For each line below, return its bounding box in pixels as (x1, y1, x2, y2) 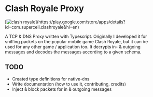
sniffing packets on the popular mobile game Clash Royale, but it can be (5, 38, 148, 44)
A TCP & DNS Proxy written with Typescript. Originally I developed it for (5, 33, 147, 39)
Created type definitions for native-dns (12, 76, 90, 81)
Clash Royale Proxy (5, 3, 84, 14)
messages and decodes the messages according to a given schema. (5, 49, 141, 55)
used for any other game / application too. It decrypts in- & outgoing (5, 44, 141, 49)
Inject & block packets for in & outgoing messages (12, 86, 112, 92)
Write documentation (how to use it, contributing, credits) (12, 81, 126, 87)
